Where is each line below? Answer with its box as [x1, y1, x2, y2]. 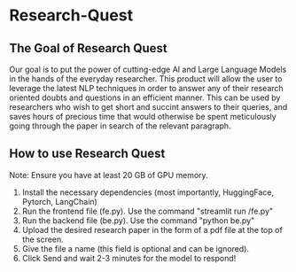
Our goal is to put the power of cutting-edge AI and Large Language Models [9, 64, 287, 74]
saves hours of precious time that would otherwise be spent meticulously [9, 112, 277, 121]
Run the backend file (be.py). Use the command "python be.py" [21, 214, 255, 226]
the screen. [21, 234, 64, 245]
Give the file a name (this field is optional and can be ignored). [21, 243, 250, 253]
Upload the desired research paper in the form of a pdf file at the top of [21, 224, 284, 235]
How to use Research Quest [9, 146, 166, 161]
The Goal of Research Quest [9, 41, 167, 56]
